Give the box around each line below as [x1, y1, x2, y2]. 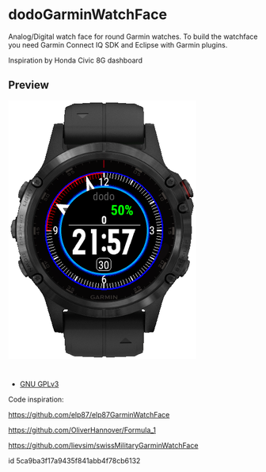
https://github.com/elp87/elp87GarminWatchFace [8, 409, 170, 419]
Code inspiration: [8, 394, 65, 404]
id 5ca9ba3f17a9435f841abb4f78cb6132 [8, 455, 141, 465]
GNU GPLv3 [19, 379, 59, 389]
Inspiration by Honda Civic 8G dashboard [8, 55, 143, 65]
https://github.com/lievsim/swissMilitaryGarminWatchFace [8, 440, 199, 450]
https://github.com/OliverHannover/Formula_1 [8, 425, 157, 435]
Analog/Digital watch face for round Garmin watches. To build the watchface [8, 32, 258, 41]
